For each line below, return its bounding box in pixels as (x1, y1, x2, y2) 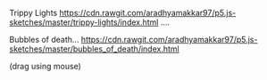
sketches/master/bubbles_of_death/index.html (9, 44, 180, 54)
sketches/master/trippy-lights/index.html (9, 17, 159, 28)
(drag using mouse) (9, 61, 82, 71)
